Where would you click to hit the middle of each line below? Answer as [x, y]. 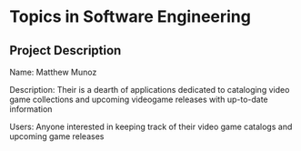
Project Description [65, 50]
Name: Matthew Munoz [53, 72]
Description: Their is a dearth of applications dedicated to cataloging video [150, 90]
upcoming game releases [57, 136]
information [31, 109]
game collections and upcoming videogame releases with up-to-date [139, 99]
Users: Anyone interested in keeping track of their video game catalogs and [151, 126]
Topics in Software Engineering [130, 17]
